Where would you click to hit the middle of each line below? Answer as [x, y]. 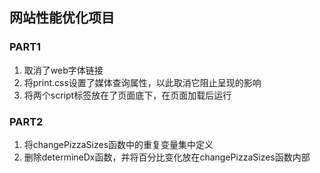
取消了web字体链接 [63, 70]
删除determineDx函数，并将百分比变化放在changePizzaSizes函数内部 [167, 157]
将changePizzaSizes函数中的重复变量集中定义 [118, 144]
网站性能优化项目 [62, 18]
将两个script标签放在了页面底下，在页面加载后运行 [127, 95]
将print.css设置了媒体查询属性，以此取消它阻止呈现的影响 [142, 82]
